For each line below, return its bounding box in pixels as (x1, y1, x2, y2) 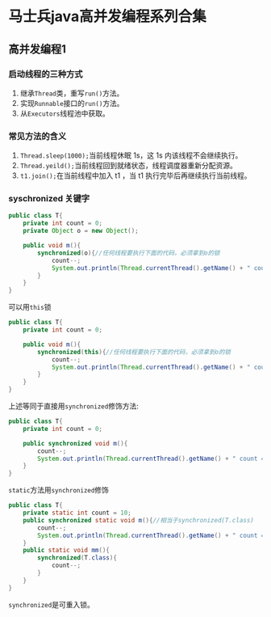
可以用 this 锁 (8, 302, 52, 312)
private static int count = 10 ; (23, 509, 131, 518)
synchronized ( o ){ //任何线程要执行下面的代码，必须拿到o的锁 (37, 248, 220, 257)
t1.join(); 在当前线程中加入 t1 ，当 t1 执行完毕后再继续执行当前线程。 (19, 171, 252, 180)
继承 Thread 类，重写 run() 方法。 (19, 88, 124, 98)
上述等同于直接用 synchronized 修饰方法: (8, 401, 139, 411)
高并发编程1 (8, 42, 67, 56)
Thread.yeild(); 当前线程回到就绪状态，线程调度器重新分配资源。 (19, 161, 238, 171)
